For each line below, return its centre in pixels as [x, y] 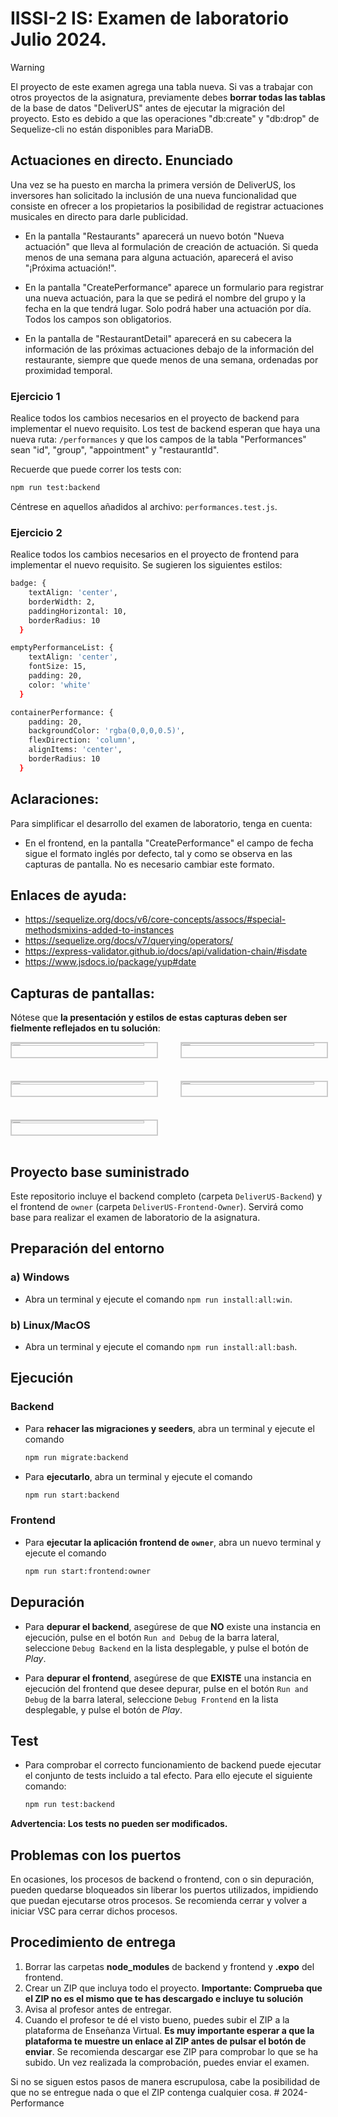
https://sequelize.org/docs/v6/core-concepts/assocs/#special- [155, 919]
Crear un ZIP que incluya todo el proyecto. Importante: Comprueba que [173, 1988]
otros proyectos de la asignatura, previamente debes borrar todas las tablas [168, 97]
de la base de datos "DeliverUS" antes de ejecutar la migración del [147, 108]
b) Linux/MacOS [50, 1325]
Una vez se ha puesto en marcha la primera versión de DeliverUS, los [153, 184]
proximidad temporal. [68, 370]
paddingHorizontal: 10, [78, 611]
